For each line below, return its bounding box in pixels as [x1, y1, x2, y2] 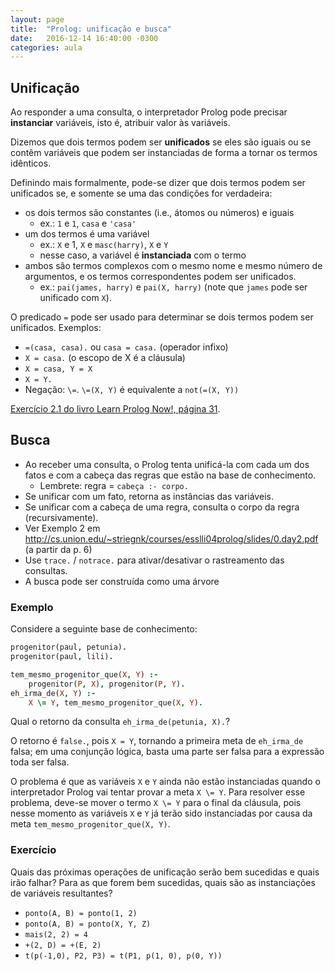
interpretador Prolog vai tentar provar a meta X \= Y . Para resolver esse [10, 786, 306, 798]
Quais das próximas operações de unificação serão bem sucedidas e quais [10, 866, 320, 878]
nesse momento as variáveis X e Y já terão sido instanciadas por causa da [10, 807, 313, 820]
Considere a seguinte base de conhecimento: [10, 623, 198, 635]
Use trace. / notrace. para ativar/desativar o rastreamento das [24, 554, 285, 566]
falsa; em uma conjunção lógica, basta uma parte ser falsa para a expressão [10, 746, 325, 758]
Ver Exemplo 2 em [24, 522, 101, 534]
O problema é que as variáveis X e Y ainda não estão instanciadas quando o [10, 776, 321, 788]
